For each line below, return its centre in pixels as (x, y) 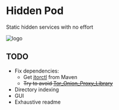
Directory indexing (37, 90)
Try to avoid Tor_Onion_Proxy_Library (68, 83)
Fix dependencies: (37, 71)
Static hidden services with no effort (50, 27)
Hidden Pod (35, 11)
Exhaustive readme (38, 102)
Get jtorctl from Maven (50, 77)
